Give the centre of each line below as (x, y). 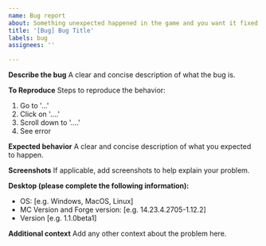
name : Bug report (37, 16)
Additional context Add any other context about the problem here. (117, 234)
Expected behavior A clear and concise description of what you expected (130, 146)
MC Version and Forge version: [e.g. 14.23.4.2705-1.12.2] (113, 210)
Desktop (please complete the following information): (99, 186)
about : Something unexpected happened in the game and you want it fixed (133, 23)
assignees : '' (32, 45)
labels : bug (28, 38)
